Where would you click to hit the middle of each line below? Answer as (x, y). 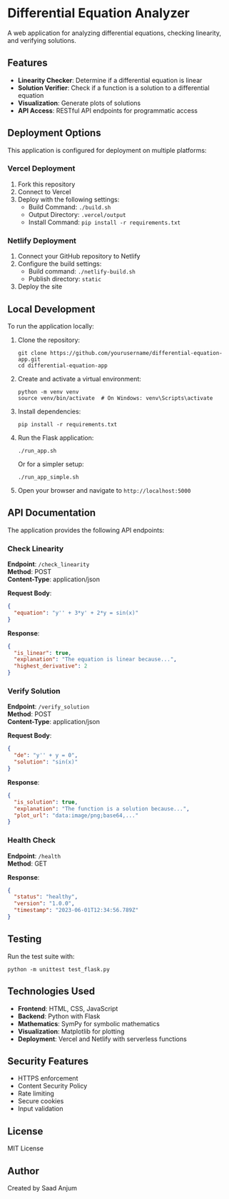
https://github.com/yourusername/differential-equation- (136, 353)
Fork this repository (46, 184)
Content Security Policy (52, 1086)
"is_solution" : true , (46, 802)
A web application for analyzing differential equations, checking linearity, (114, 33)
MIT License (26, 1148)
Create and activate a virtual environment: (79, 378)
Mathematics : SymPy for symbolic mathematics (89, 1023)
